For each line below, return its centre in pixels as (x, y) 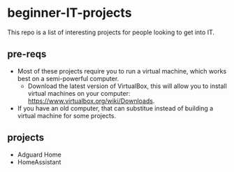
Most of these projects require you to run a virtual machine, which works (122, 71)
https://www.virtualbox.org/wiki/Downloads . (91, 101)
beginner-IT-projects (70, 13)
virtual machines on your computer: (79, 93)
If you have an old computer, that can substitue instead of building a (115, 108)
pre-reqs (27, 54)
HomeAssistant (39, 162)
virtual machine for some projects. (67, 115)
